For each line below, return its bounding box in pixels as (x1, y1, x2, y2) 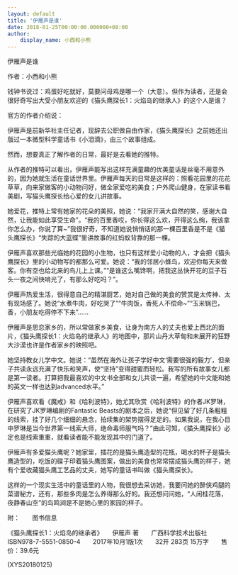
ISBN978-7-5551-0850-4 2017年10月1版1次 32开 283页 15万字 (7, 537, 209, 546)
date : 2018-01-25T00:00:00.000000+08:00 (7, 23, 129, 30)
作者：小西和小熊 (7, 72, 57, 81)
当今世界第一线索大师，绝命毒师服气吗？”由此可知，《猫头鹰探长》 (31, 424, 225, 432)
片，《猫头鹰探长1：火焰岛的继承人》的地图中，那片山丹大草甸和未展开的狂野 (7, 332, 230, 340)
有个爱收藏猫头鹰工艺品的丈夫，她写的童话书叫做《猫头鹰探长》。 (7, 466, 197, 474)
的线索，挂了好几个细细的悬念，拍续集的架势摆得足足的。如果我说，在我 (7, 415, 218, 424)
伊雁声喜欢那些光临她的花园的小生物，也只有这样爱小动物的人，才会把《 (7, 249, 218, 257)
